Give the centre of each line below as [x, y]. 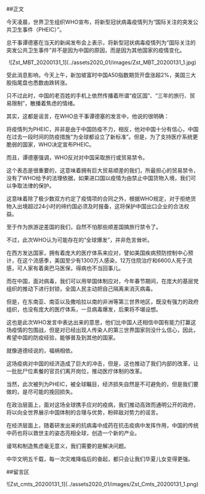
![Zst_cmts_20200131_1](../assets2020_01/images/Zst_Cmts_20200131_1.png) [103, 484]
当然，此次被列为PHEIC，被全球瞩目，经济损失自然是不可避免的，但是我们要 [103, 384]
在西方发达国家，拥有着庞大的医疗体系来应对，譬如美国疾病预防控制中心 [97, 253]
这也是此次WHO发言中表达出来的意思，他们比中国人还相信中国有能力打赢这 [101, 322]
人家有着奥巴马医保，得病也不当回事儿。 [73, 268]
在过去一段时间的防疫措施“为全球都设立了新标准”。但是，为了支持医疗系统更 [102, 137]
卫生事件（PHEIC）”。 [38, 30]
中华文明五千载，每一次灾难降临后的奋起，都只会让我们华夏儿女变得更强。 [100, 459]
